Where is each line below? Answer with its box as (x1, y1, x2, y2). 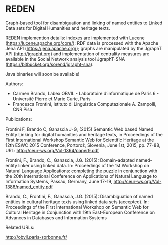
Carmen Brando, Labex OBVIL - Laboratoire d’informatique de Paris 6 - (12, 90, 159, 96)
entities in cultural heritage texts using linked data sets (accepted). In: (5, 199, 149, 205)
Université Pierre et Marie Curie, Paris (12, 96, 91, 102)
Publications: (5, 116, 32, 122)
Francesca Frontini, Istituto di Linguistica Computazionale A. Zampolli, (12, 101, 157, 107)
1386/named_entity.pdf (5, 184, 53, 190)
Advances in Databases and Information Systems (5, 214, 107, 221)
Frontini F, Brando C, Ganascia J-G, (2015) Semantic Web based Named (5, 126, 154, 132)
